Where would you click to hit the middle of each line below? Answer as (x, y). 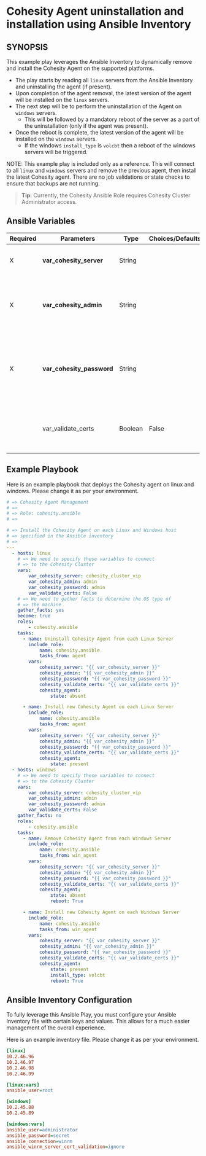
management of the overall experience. (56, 1028)
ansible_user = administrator (42, 1130)
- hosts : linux (31, 553)
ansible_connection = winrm (39, 1141)
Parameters (78, 238)
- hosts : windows (34, 770)
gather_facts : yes (41, 610)
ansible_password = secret (38, 1135)
